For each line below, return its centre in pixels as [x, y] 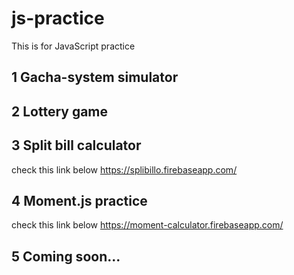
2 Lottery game [60, 111]
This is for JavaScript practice [73, 46]
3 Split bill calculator [76, 145]
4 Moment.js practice [79, 200]
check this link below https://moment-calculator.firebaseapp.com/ [147, 225]
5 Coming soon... [66, 256]
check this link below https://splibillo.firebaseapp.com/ [124, 169]
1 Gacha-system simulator [95, 77]
